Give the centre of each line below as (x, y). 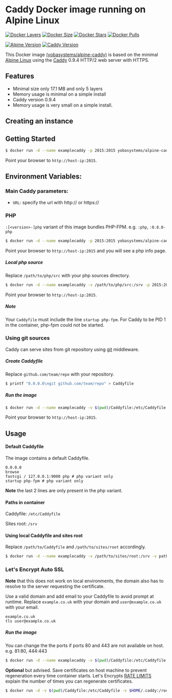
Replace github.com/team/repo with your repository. (60, 374)
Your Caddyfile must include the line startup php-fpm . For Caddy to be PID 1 (85, 319)
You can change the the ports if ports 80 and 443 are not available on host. (85, 645)
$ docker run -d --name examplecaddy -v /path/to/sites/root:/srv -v (81, 557)
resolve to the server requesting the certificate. (55, 586)
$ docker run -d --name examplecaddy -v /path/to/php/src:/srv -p (78, 285)
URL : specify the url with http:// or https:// (56, 202)
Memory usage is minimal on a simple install (59, 94)
